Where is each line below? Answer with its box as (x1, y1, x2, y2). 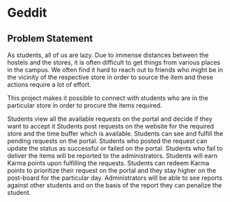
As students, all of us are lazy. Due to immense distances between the (7, 51, 209, 59)
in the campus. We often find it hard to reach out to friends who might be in (7, 66, 223, 74)
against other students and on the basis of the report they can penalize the (7, 181, 222, 189)
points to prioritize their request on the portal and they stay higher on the (7, 167, 217, 174)
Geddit (7, 5, 47, 21)
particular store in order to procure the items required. (7, 101, 162, 109)
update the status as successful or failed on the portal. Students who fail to (7, 144, 223, 152)
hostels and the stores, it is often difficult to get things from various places (7, 58, 221, 67)
